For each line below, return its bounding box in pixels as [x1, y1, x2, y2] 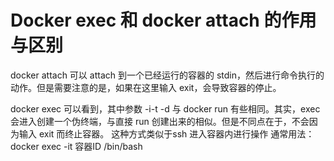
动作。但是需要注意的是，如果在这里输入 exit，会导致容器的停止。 [10, 81, 282, 93]
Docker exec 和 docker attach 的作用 [10, 9, 317, 32]
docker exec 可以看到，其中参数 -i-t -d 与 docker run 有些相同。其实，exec [10, 102, 321, 115]
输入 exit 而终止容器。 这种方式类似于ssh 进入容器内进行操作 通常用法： [18, 127, 315, 140]
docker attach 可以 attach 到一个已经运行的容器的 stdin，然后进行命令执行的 [10, 69, 325, 81]
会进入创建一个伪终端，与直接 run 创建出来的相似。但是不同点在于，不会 [10, 115, 310, 127]
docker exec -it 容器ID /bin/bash [10, 140, 143, 152]
